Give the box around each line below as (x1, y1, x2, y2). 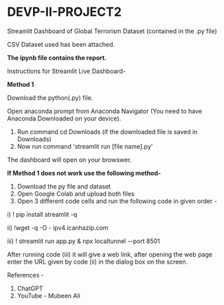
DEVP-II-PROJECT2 (7, 4, 122, 20)
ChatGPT (16, 284, 43, 293)
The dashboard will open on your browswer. (7, 156, 132, 164)
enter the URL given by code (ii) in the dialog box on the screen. (7, 257, 188, 266)
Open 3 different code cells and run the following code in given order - (16, 197, 218, 205)
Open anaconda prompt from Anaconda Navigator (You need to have (7, 107, 203, 115)
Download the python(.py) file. (7, 94, 93, 102)
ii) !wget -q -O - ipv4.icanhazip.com (7, 223, 109, 231)
